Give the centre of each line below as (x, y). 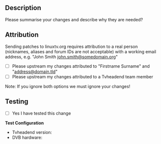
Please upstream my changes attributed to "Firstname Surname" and (81, 66)
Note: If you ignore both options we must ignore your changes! (68, 86)
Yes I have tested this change (41, 113)
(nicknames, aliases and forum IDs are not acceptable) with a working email (81, 51)
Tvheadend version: (32, 132)
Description (23, 8)
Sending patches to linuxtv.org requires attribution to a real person (72, 46)
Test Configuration (24, 123)
